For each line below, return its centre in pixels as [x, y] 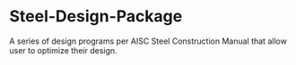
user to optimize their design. [64, 50]
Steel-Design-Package [96, 16]
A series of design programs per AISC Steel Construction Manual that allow [148, 41]
